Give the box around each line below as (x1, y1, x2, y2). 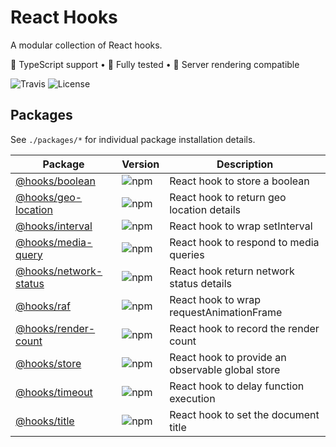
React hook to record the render (169, 321, 320, 335)
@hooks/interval (15, 219, 93, 233)
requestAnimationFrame (169, 305, 283, 319)
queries (169, 247, 205, 261)
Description (216, 157, 274, 171)
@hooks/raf (15, 299, 72, 313)
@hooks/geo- (15, 190, 83, 204)
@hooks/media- (15, 235, 93, 249)
